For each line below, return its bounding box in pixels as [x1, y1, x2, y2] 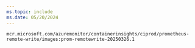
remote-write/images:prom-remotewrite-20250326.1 [6, 36, 135, 42]
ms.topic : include [6, 8, 53, 15]
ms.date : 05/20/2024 [6, 14, 59, 20]
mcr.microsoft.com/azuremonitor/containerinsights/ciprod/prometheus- [6, 31, 190, 37]
